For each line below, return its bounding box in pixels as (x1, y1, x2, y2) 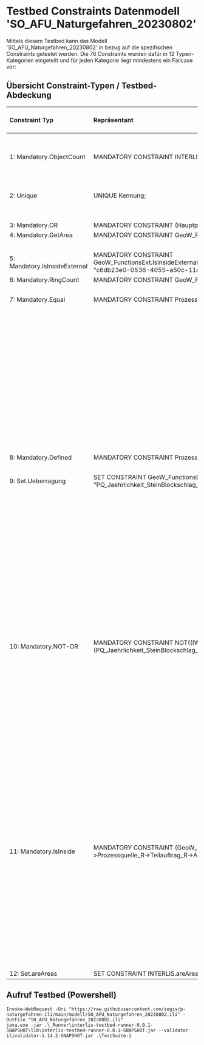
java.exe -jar (6, 1022, 42, 1028)
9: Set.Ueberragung (9, 477, 66, 485)
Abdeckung (6, 90, 52, 101)
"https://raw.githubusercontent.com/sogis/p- (69, 1006, 186, 1012)
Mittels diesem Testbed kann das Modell (6, 37, 107, 44)
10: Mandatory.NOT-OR (9, 642, 79, 650)
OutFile (6, 1016, 26, 1023)
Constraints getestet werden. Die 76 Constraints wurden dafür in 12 (6, 50, 175, 57)
